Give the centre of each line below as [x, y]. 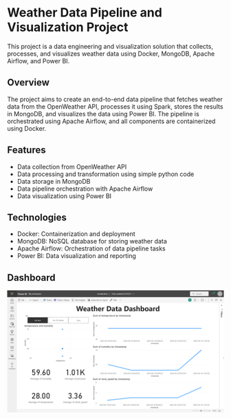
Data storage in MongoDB [54, 181]
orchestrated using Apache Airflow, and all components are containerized [111, 121]
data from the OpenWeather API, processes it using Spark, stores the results [115, 106]
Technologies [37, 217]
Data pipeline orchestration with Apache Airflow [85, 189]
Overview [29, 83]
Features [26, 150]
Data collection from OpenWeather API [72, 166]
